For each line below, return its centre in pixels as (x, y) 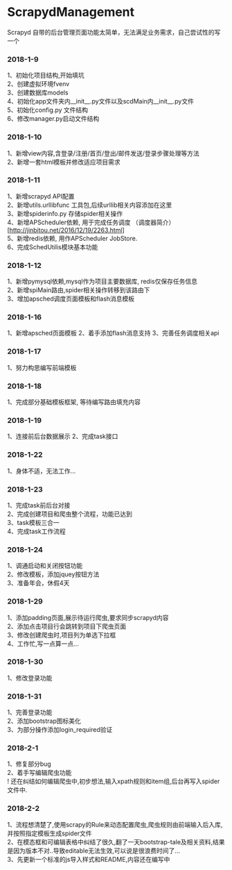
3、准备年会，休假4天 (38, 583)
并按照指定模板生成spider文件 (50, 833)
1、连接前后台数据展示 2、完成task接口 (63, 436)
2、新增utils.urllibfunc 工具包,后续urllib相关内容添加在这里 (90, 205)
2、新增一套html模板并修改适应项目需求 (64, 162)
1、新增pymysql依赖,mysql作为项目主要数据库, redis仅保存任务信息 (102, 281)
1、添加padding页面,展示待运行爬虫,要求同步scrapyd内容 (88, 617)
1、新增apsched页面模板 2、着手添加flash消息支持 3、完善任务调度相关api (113, 333)
